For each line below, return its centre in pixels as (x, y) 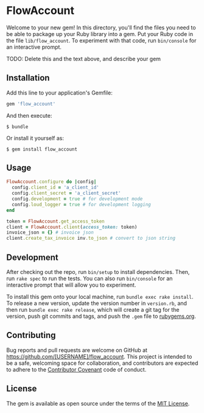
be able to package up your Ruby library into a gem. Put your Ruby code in (100, 34)
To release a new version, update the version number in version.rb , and (97, 303)
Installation (28, 78)
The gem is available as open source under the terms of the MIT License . (98, 403)
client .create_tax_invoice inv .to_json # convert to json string (91, 239)
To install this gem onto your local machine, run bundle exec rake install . (100, 297)
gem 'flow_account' (31, 104)
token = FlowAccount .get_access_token (55, 221)
